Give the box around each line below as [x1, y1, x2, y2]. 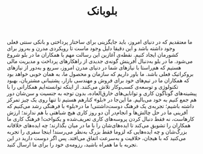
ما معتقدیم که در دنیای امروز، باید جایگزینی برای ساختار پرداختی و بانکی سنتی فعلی [7, 38, 193, 46]
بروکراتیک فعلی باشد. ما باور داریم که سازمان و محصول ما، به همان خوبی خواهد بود [7, 71, 194, 78]
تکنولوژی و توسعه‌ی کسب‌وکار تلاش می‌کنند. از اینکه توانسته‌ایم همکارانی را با [7, 83, 179, 91]
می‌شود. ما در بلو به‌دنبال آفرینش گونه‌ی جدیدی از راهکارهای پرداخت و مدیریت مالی [7, 57, 193, 65]
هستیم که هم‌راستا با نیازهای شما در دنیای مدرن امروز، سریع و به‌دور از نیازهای [7, 64, 182, 71]
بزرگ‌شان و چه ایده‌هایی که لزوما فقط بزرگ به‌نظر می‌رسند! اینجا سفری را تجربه [7, 128, 187, 135]
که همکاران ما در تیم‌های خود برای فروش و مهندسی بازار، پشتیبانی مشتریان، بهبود [7, 77, 190, 84]
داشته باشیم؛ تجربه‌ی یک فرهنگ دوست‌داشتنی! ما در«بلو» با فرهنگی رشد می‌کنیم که [7, 103, 195, 110]
